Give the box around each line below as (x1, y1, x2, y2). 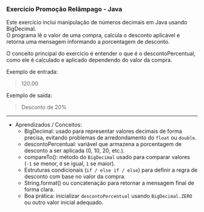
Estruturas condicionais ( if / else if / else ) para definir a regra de (24, 166, 198, 174)
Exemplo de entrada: (6, 68, 58, 76)
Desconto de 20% (21, 104, 67, 111)
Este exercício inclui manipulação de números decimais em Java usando (6, 19, 188, 26)
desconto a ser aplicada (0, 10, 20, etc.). (24, 147, 125, 154)
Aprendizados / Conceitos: (15, 121, 83, 129)
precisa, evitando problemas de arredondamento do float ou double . (24, 134, 197, 141)
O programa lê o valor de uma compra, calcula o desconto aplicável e (6, 32, 180, 39)
